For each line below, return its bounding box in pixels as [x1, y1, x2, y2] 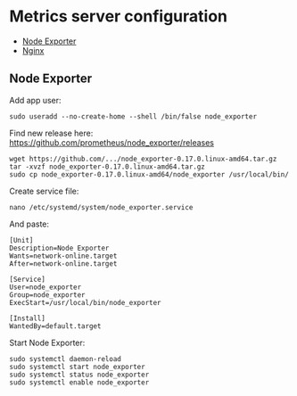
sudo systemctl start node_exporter [9, 362, 145, 371]
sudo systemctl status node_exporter [9, 370, 150, 379]
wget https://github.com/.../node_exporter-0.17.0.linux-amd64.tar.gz [9, 154, 277, 163]
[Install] [9, 314, 46, 323]
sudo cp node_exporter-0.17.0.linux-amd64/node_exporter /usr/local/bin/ [9, 169, 290, 179]
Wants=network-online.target [9, 252, 118, 260]
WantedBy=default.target [9, 321, 102, 331]
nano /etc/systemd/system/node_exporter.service [9, 202, 194, 211]
